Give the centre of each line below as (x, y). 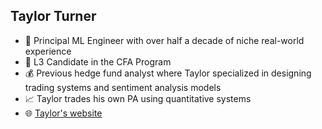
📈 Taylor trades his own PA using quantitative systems (138, 98)
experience (48, 51)
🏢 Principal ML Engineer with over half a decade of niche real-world (164, 40)
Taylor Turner (53, 16)
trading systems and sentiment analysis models (123, 87)
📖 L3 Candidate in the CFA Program (98, 61)
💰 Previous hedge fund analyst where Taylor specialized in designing (168, 73)
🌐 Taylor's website (63, 113)
